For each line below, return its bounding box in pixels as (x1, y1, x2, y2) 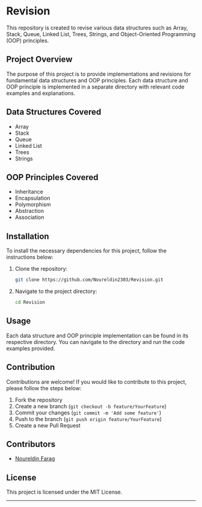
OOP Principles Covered (6, 172, 99, 182)
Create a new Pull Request (14, 422, 81, 429)
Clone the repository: (14, 265, 68, 272)
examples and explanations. (6, 89, 76, 97)
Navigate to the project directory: (14, 287, 97, 295)
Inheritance (14, 188, 44, 195)
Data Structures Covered (6, 107, 102, 117)
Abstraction (14, 207, 44, 215)
